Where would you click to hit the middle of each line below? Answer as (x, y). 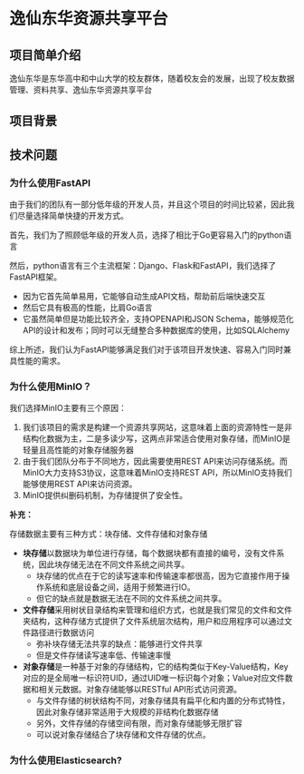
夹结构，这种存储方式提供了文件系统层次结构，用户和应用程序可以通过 (153, 622)
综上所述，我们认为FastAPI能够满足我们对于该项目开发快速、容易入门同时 (147, 349)
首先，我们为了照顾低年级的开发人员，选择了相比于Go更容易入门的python (147, 235)
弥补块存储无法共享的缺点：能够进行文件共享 (119, 644)
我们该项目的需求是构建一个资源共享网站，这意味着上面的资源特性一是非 (157, 427)
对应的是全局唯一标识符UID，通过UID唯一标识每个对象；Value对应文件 (153, 678)
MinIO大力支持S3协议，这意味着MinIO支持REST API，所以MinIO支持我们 (157, 473)
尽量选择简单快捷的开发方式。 (72, 216)
